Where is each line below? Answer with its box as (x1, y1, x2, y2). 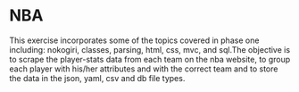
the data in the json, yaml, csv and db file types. (9, 72, 186, 83)
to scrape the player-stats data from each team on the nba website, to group (9, 54, 291, 64)
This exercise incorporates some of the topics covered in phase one (9, 35, 260, 46)
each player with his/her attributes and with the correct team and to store (9, 63, 278, 74)
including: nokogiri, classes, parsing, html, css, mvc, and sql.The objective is (9, 44, 291, 54)
